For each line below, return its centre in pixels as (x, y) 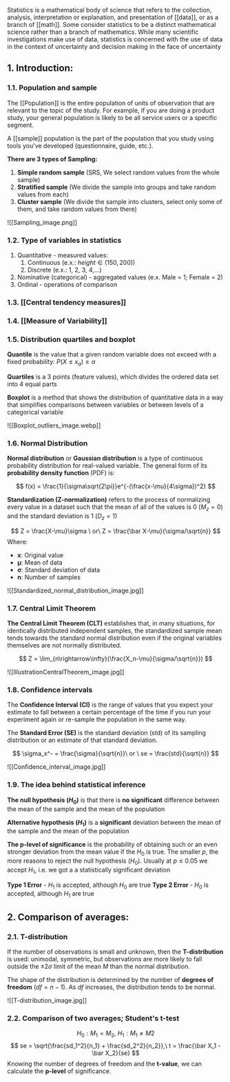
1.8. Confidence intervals (50, 690)
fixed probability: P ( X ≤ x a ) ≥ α (51, 363)
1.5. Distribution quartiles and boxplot (71, 339)
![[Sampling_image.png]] (42, 222)
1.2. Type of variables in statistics (64, 240)
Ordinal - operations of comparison (67, 284)
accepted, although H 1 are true (51, 894)
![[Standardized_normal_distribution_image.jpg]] (75, 590)
